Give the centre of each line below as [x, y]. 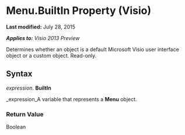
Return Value [25, 114]
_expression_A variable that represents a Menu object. [71, 99]
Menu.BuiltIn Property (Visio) [79, 11]
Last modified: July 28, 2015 [41, 27]
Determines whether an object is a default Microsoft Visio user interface [92, 49]
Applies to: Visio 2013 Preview [43, 38]
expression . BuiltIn [29, 88]
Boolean [16, 127]
